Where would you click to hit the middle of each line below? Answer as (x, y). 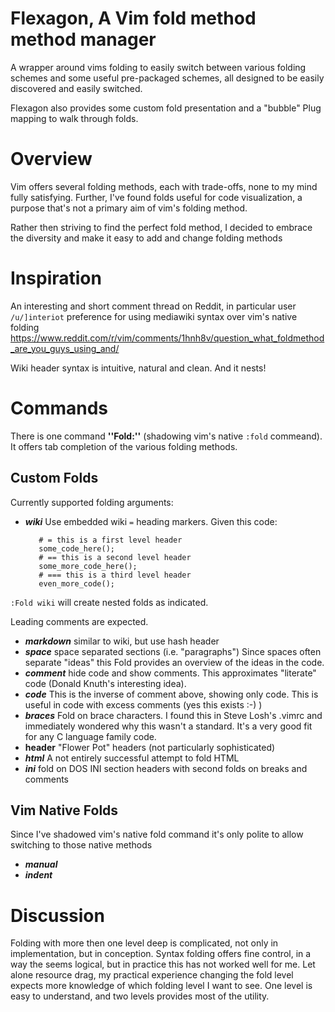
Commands (59, 408)
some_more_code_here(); (88, 566)
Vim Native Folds (64, 810)
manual (41, 864)
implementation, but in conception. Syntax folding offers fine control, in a (161, 954)
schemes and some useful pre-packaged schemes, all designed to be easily (167, 78)
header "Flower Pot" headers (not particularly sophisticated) (150, 747)
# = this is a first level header (110, 540)
